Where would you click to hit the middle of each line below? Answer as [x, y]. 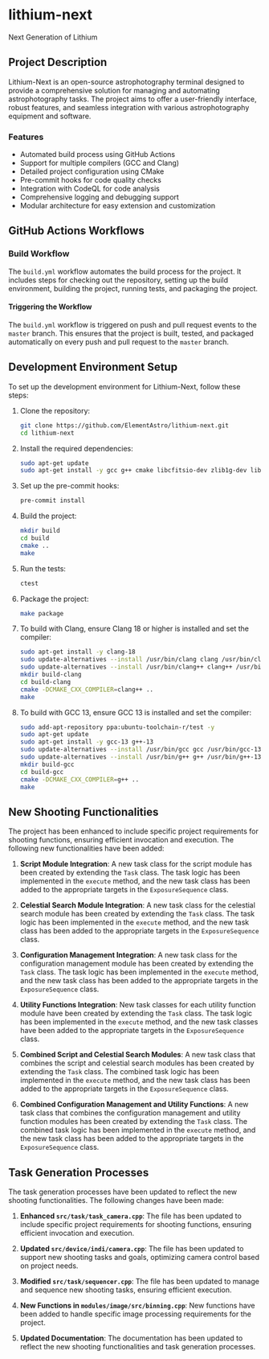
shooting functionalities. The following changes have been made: [116, 1200]
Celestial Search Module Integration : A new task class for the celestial [137, 905]
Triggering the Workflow [50, 307]
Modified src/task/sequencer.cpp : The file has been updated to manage [139, 1281]
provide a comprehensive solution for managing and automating [114, 90]
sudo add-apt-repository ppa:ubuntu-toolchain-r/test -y [117, 727]
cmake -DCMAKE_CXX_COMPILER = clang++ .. [87, 690]
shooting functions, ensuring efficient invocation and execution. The [121, 840]
